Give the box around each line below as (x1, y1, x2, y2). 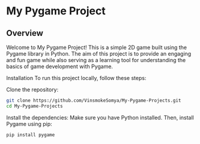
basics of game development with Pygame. (6, 63, 113, 70)
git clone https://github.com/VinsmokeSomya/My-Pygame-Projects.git (6, 97, 181, 103)
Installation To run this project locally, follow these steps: (6, 75, 147, 81)
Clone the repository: (6, 86, 59, 93)
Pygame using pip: (6, 120, 52, 127)
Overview (6, 28, 44, 38)
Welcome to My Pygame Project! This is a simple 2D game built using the (6, 44, 187, 51)
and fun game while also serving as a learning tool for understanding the (6, 57, 186, 63)
